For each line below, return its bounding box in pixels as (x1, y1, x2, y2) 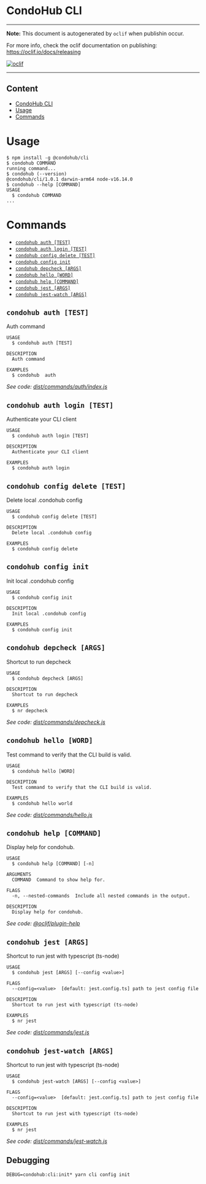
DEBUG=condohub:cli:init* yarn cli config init (6, 1171, 131, 1178)
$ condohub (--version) (6, 171, 67, 177)
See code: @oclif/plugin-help (6, 920, 80, 927)
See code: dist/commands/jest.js (6, 1029, 90, 1036)
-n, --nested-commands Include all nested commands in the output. (12, 893, 191, 899)
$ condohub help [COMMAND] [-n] (12, 861, 95, 867)
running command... (6, 165, 56, 172)
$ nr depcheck (12, 707, 48, 713)
